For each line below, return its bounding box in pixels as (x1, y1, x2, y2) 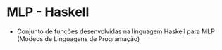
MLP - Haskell (6, 4, 90, 20)
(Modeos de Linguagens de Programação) (16, 34, 140, 42)
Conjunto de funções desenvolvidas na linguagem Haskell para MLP (16, 27, 216, 35)
